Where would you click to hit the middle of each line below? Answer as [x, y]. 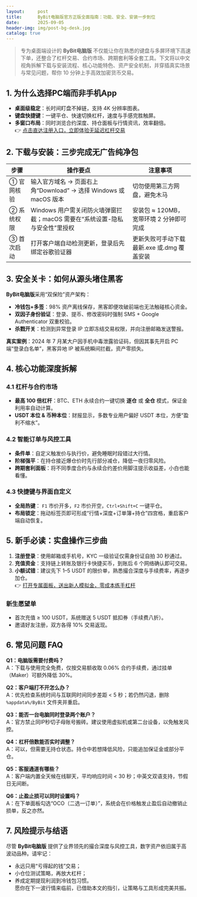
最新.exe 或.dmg [155, 247]
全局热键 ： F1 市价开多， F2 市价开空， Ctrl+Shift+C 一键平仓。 [90, 505]
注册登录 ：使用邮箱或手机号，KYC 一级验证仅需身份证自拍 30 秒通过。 [100, 556]
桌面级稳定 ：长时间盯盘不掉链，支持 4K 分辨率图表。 [79, 108]
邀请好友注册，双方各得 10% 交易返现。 [62, 624]
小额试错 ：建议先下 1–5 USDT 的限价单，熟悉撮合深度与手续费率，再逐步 [102, 570]
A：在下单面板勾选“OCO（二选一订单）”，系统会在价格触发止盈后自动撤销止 [97, 803]
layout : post [27, 11]
